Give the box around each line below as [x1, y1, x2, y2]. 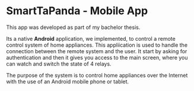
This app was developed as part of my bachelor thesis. [6, 24, 141, 31]
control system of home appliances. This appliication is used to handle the [6, 41, 188, 48]
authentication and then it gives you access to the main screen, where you [6, 54, 188, 61]
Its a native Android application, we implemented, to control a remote [6, 35, 176, 42]
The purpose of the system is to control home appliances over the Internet [6, 71, 188, 79]
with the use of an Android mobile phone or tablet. [6, 78, 129, 85]
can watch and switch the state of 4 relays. [6, 60, 112, 67]
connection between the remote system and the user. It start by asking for [6, 47, 187, 54]
